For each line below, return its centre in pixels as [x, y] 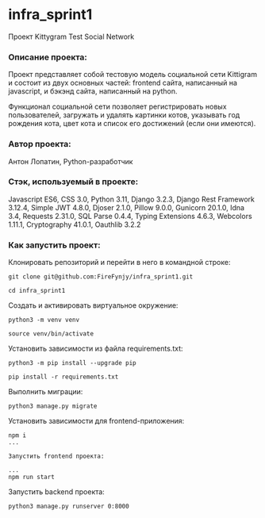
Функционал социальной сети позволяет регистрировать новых [118, 107]
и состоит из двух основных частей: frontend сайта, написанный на [123, 83]
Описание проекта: [48, 57]
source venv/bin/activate [51, 334]
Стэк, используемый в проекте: [73, 182]
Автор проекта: [40, 144]
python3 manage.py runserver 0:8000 [69, 506]
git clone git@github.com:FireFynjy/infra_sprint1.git [101, 277]
